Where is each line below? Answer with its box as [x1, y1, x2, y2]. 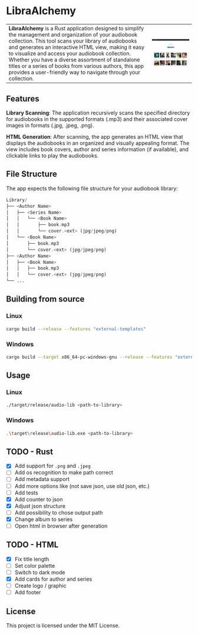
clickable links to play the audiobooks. [6, 152, 99, 159]
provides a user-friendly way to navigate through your [8, 68, 140, 76]
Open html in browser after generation [14, 522, 108, 529]
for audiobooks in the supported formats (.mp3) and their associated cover [6, 116, 188, 122]
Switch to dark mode [14, 568, 65, 576]
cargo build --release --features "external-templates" [6, 326, 146, 332]
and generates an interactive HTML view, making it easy [8, 43, 145, 51]
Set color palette [14, 562, 55, 569]
